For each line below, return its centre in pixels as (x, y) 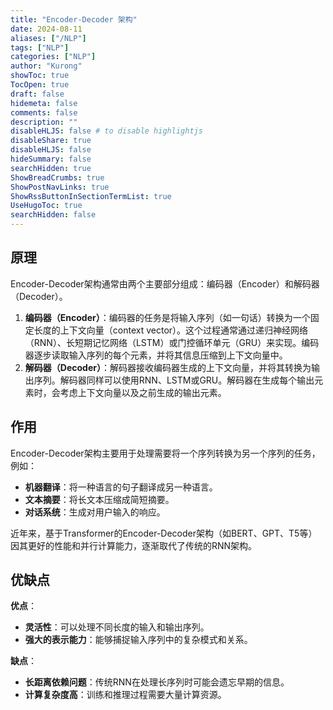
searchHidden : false (53, 215)
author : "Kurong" (46, 66)
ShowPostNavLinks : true (60, 187)
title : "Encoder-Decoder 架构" (74, 19)
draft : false (37, 94)
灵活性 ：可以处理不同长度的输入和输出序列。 (117, 627)
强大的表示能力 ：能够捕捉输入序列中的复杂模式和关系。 (138, 640)
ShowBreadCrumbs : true (57, 177)
